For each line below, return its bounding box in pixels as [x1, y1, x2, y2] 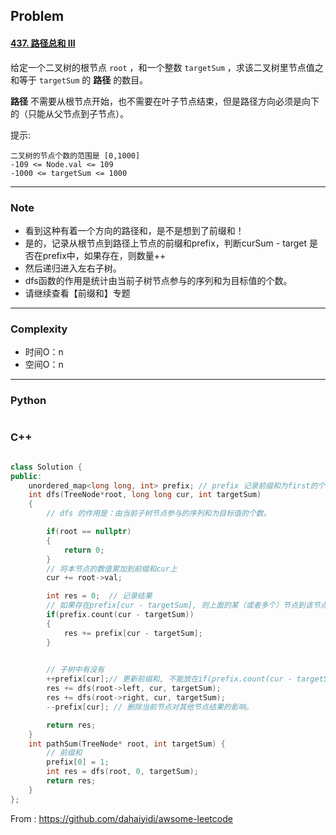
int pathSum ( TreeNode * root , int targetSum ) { [28, 739, 226, 749]
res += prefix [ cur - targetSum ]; [63, 628, 203, 638]
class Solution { [10, 462, 83, 472]
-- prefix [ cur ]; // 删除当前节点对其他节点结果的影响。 [46, 702, 254, 712]
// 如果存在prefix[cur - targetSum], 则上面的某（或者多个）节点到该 [46, 600, 313, 611]
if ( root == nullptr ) [46, 527, 132, 537]
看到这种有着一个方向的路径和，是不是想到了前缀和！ [24, 224, 245, 236]
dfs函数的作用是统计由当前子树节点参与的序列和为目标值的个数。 [24, 274, 293, 286]
